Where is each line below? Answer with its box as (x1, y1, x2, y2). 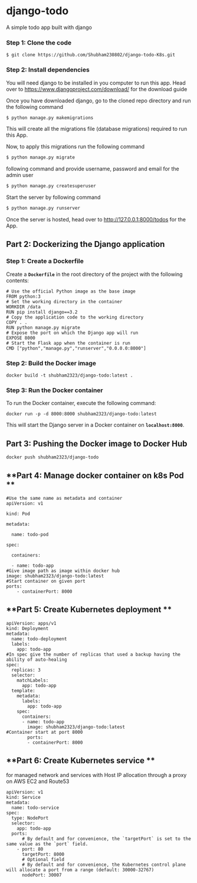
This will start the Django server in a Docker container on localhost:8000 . (6, 422, 185, 429)
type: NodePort (11, 815, 49, 821)
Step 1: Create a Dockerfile (6, 257, 84, 265)
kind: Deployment (6, 625, 49, 631)
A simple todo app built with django (6, 24, 93, 31)
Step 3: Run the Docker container (6, 386, 103, 394)
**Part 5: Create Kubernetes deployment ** (6, 605, 172, 615)
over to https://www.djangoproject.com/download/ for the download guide (6, 85, 188, 92)
